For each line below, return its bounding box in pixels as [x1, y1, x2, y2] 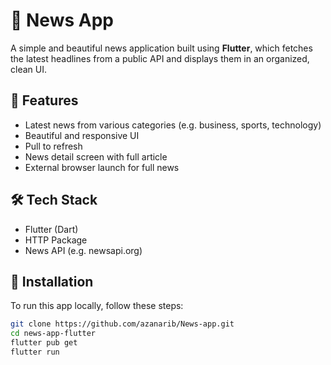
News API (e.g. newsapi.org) [24, 244, 143, 256]
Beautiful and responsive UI [24, 129, 140, 141]
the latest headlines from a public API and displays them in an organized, [10, 52, 310, 64]
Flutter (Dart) [24, 223, 79, 235]
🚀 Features [10, 92, 79, 109]
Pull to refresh [24, 140, 83, 152]
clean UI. [10, 63, 47, 75]
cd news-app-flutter [10, 329, 97, 339]
